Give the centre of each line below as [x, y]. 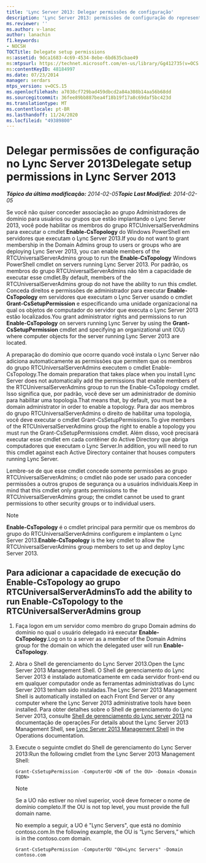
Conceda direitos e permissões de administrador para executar [86, 291]
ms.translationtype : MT [37, 103]
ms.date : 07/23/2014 [33, 75]
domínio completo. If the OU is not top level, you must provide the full [102, 807]
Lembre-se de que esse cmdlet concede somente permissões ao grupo [97, 471]
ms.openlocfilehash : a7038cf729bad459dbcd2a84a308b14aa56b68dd [89, 92]
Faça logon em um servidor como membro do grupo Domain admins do [105, 626]
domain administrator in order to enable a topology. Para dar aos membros [101, 407]
